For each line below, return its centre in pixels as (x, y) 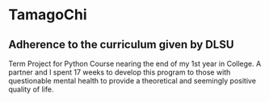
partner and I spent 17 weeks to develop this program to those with (120, 72)
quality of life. (31, 89)
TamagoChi (48, 15)
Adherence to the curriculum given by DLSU (121, 45)
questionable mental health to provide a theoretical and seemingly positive (132, 81)
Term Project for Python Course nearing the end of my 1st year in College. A (135, 63)
